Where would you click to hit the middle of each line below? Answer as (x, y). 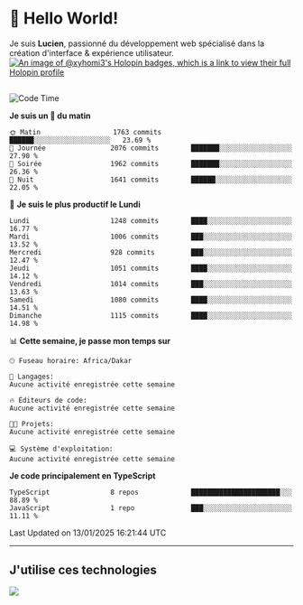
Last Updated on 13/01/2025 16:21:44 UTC (88, 533)
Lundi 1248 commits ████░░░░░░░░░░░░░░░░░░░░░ (151, 221)
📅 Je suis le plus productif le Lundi (75, 205)
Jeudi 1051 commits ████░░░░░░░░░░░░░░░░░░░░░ (151, 269)
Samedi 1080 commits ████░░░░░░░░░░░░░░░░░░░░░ (151, 300)
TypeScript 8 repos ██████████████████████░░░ (151, 493)
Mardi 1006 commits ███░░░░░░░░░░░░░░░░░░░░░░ (151, 237)
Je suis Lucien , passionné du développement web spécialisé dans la (137, 43)
